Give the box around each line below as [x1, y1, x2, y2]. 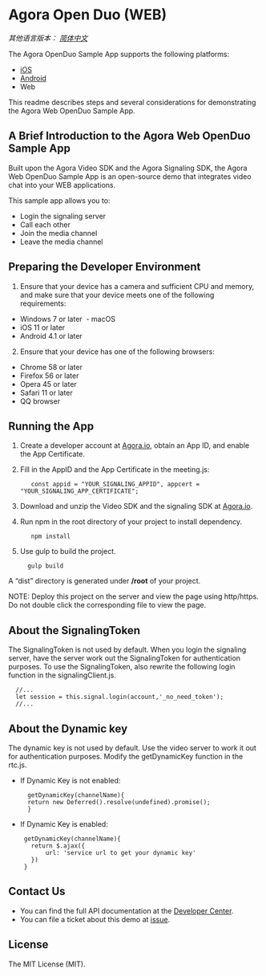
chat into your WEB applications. [8, 180, 116, 189]
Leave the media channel [19, 237, 103, 246]
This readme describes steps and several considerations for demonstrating [8, 97, 256, 107]
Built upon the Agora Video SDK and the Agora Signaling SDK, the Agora [8, 163, 248, 173]
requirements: [19, 299, 66, 308]
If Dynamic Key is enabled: [19, 819, 108, 828]
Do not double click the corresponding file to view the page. [8, 600, 207, 610]
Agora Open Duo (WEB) [8, 6, 167, 24]
